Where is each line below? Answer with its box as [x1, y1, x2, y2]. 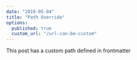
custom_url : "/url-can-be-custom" [11, 31, 97, 37]
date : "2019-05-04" [6, 8, 55, 15]
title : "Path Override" [6, 14, 66, 20]
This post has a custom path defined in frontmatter [6, 47, 131, 54]
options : [6, 20, 28, 26]
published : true [11, 25, 52, 31]
